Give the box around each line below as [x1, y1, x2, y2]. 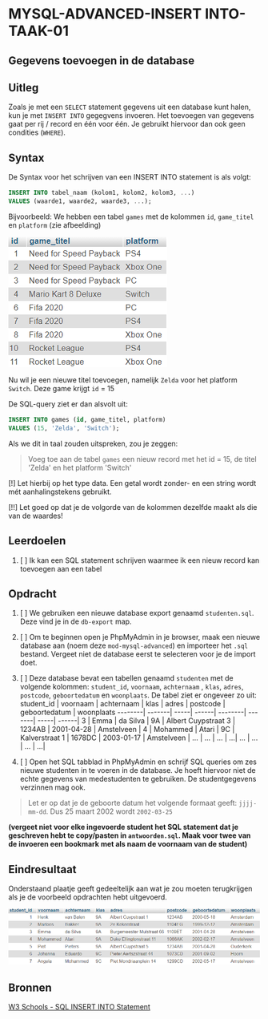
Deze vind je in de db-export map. [19, 617, 132, 626]
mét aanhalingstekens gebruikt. [8, 487, 112, 496]
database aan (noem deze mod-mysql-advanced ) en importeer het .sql [19, 641, 248, 650]
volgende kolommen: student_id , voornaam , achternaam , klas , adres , [19, 682, 244, 692]
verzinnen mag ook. [19, 782, 86, 792]
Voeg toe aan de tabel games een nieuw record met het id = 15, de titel [27, 454, 258, 463]
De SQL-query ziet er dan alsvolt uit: [8, 398, 128, 409]
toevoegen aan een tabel [19, 564, 102, 573]
